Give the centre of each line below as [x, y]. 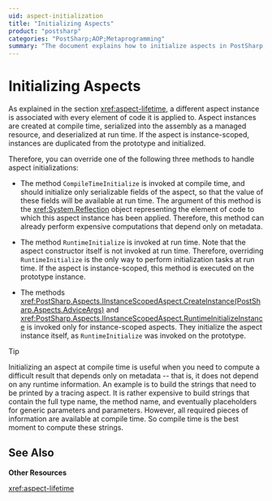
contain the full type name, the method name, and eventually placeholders [133, 402]
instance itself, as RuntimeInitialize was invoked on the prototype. [133, 336]
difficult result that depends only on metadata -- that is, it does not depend [134, 376]
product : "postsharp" [45, 31]
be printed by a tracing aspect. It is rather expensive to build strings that [129, 393]
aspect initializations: [43, 168]
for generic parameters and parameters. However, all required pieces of [129, 410]
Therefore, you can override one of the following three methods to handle [132, 159]
